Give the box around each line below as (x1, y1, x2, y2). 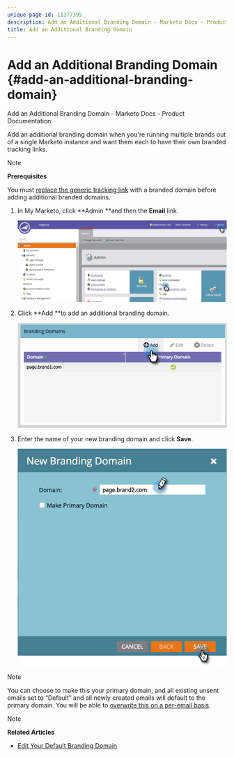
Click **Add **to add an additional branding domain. (17, 309, 170, 317)
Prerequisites (7, 172, 47, 181)
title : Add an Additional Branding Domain (7, 26, 132, 33)
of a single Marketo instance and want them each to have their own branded (7, 138, 226, 146)
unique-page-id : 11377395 (7, 11, 82, 18)
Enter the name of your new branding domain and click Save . (17, 435, 194, 443)
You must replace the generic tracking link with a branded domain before (7, 185, 217, 194)
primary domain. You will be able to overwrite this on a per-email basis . (7, 701, 211, 710)
